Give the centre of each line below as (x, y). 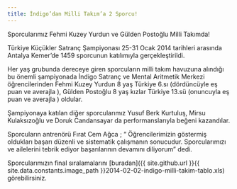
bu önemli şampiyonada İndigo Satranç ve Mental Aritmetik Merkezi (106, 76)
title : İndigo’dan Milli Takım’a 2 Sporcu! (73, 14)
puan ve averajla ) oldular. (45, 99)
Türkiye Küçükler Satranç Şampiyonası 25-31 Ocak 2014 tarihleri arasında (115, 47)
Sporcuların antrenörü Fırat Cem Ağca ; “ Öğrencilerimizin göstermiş (107, 134)
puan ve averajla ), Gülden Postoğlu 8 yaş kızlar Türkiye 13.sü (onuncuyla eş (118, 91)
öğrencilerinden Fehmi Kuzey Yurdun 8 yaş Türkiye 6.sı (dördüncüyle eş (112, 84)
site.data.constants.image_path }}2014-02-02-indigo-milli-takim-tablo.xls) (116, 170)
